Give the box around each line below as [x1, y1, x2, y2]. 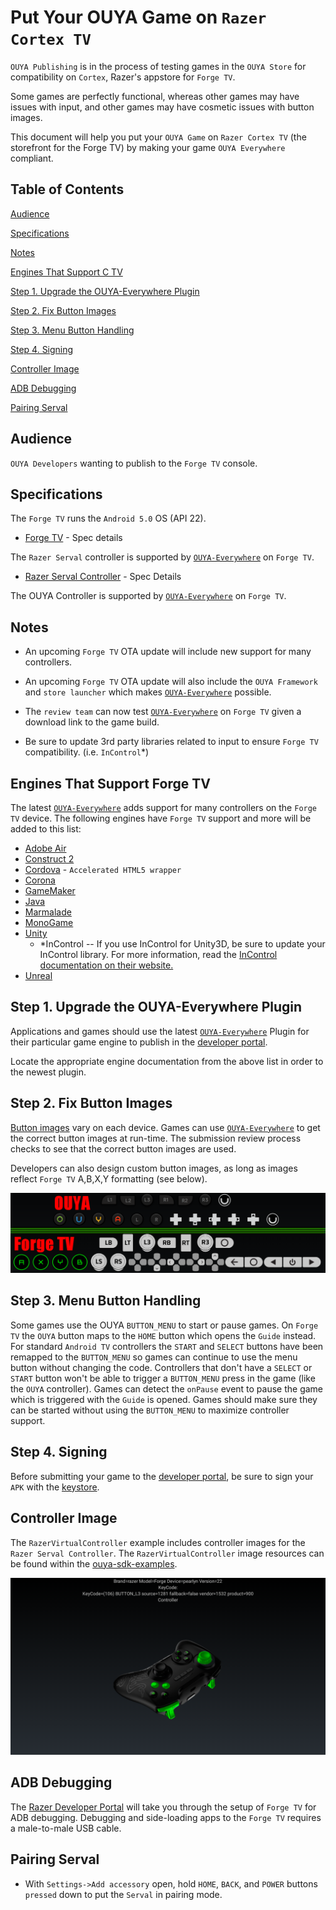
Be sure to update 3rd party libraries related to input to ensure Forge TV [24, 736, 319, 748]
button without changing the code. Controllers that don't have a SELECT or [10, 1361, 313, 1373]
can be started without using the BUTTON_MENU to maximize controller [10, 1404, 290, 1416]
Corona [24, 874, 56, 886]
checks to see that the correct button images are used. [10, 1142, 237, 1155]
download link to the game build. [24, 716, 160, 728]
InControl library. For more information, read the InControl [39, 949, 278, 960]
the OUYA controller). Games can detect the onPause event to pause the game [10, 1382, 324, 1395]
